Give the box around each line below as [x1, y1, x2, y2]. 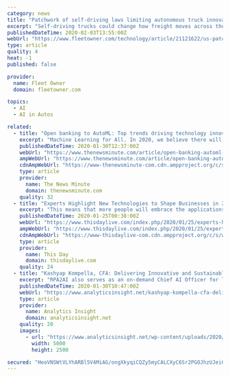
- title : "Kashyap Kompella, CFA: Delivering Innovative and [13, 270, 192, 277]
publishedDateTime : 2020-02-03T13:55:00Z [7, 29, 127, 36]
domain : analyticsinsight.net [25, 314, 112, 322]
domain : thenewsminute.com [25, 187, 103, 194]
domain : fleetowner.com [13, 86, 81, 93]
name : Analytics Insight [25, 308, 97, 315]
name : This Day [25, 251, 69, 258]
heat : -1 [7, 55, 32, 62]
